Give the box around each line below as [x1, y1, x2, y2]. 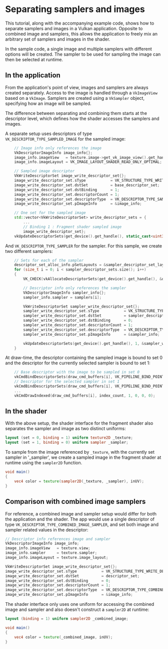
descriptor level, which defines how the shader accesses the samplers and [5, 115, 159, 121]
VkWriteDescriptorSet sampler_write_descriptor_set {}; [23, 304, 140, 309]
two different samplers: [5, 248, 53, 254]
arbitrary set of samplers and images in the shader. [5, 36, 110, 42]
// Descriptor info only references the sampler [23, 285, 126, 291]
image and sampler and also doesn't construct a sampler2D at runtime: [5, 606, 149, 612]
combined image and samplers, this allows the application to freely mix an [5, 31, 158, 37]
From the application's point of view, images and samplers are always [5, 84, 148, 90]
